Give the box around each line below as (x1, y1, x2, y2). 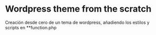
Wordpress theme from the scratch (5, 3, 152, 15)
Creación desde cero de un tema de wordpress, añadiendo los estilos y (5, 19, 150, 25)
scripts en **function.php (5, 24, 57, 30)
